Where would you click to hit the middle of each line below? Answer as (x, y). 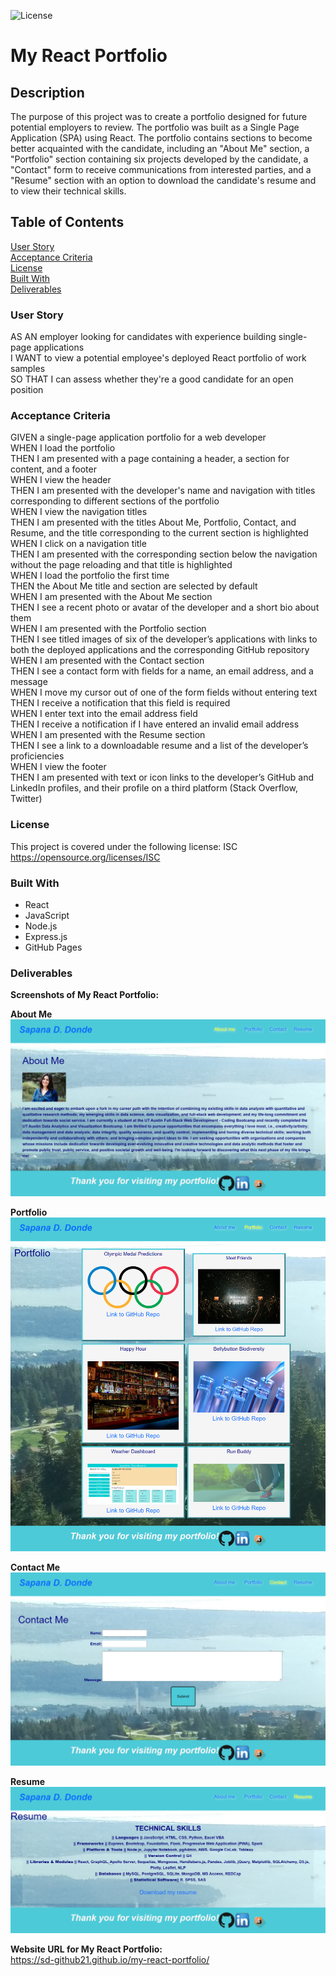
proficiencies (37, 756)
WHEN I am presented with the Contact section (107, 661)
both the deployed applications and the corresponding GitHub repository (160, 650)
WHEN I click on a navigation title (78, 544)
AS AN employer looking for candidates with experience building (143, 337)
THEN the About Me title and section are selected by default (134, 586)
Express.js (46, 936)
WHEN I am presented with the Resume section (108, 735)
